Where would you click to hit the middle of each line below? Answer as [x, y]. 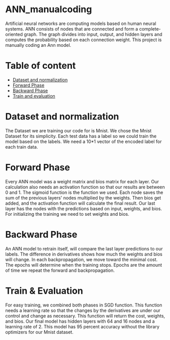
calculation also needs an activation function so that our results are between [85, 187]
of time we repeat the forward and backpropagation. [60, 270]
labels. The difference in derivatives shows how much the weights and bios [84, 254]
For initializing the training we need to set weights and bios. [67, 214]
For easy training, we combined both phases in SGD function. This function [84, 305]
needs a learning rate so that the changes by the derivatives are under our [83, 310]
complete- [150, 29]
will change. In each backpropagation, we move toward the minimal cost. [81, 259]
